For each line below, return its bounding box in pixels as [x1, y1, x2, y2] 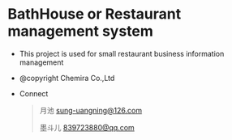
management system [7, 22, 153, 40]
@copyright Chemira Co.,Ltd [19, 73, 115, 83]
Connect [19, 88, 49, 98]
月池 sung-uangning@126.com [39, 105, 143, 115]
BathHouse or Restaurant [7, 5, 182, 23]
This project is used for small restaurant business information [19, 49, 225, 58]
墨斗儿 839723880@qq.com [39, 122, 135, 132]
